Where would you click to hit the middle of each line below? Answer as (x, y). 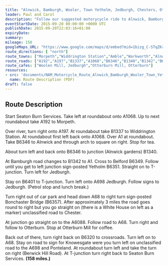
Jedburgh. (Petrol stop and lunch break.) (47, 187)
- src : (12, 75)
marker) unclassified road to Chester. (43, 212)
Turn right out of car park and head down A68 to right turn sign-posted (78, 197)
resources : (16, 70)
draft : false (19, 84)
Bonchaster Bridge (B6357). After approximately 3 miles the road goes (78, 202)
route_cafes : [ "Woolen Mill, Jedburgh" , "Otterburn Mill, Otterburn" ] (79, 65)
